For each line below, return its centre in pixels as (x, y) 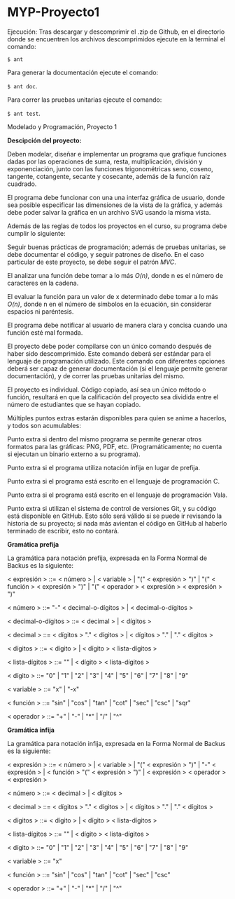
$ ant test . (24, 113)
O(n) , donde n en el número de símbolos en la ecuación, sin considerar (109, 304)
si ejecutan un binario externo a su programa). (74, 454)
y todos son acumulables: (44, 425)
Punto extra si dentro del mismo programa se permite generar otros (105, 439)
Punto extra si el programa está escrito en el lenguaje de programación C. (114, 481)
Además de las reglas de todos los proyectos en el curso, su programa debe (117, 226)
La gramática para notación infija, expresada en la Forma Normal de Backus (116, 743)
